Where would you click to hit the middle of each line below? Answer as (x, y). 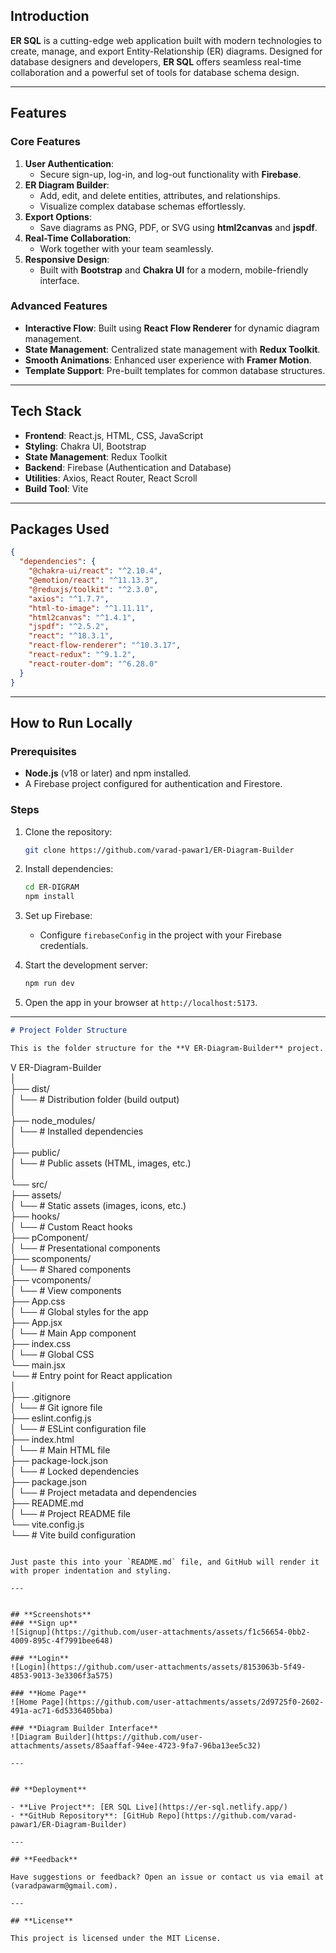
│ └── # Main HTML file (60, 1450)
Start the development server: (86, 965)
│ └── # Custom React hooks (71, 1226)
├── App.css (38, 1301)
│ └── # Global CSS (52, 1354)
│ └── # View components (66, 1290)
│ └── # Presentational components (85, 1248)
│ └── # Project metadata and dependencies (103, 1492)
